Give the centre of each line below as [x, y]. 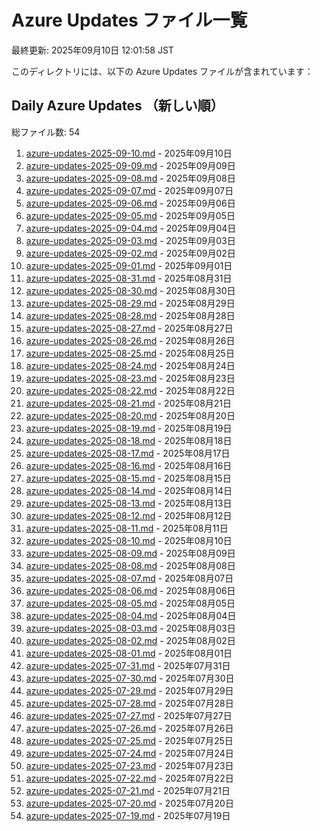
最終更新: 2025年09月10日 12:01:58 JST [92, 50]
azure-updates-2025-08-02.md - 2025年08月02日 [130, 640]
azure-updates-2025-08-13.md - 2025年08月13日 [129, 503]
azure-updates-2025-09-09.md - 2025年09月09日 [130, 165]
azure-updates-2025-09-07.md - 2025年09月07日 [129, 190]
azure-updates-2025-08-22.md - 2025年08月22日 [130, 390]
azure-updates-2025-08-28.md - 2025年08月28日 [130, 315]
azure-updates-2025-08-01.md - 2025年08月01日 [129, 653]
